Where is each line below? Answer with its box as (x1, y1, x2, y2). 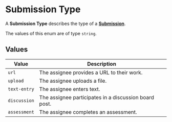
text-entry (8, 86, 34, 92)
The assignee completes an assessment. (39, 108, 137, 115)
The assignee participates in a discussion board (39, 93, 155, 101)
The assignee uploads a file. (39, 77, 107, 84)
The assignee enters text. (39, 85, 100, 92)
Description (87, 60, 117, 67)
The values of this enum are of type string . (5, 30, 97, 36)
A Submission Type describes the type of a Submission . (5, 20, 126, 27)
